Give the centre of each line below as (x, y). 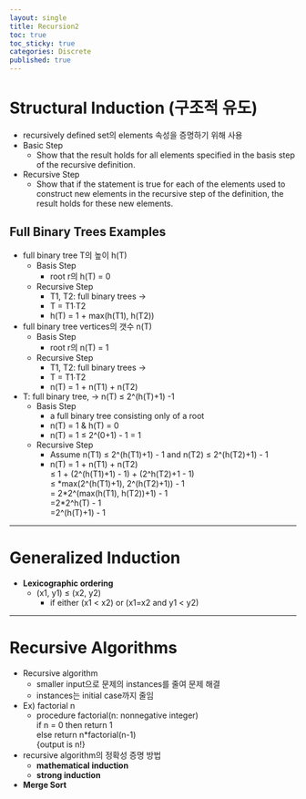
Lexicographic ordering (68, 583)
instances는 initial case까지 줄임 (95, 695)
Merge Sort (44, 784)
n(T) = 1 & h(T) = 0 (85, 425)
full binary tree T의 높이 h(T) (75, 255)
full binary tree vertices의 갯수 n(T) (87, 326)
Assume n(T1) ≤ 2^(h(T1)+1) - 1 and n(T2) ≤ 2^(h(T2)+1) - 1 (159, 454)
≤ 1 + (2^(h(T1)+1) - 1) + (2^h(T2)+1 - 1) (122, 474)
